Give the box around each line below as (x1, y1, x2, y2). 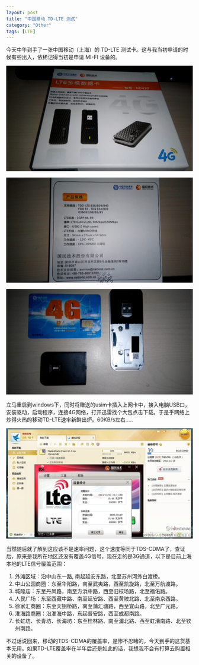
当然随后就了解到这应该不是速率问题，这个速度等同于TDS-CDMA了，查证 (6, 546, 185, 553)
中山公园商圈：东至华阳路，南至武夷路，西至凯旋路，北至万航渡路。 (14, 580, 181, 588)
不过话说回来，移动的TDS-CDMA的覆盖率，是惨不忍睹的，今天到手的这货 (6, 638, 185, 645)
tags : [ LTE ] (6, 29, 36, 34)
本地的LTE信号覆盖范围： (6, 560, 68, 568)
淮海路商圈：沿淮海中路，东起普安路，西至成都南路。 (14, 610, 145, 617)
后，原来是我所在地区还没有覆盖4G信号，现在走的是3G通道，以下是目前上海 (6, 553, 192, 560)
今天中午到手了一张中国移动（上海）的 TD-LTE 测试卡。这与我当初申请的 (6, 46, 184, 53)
